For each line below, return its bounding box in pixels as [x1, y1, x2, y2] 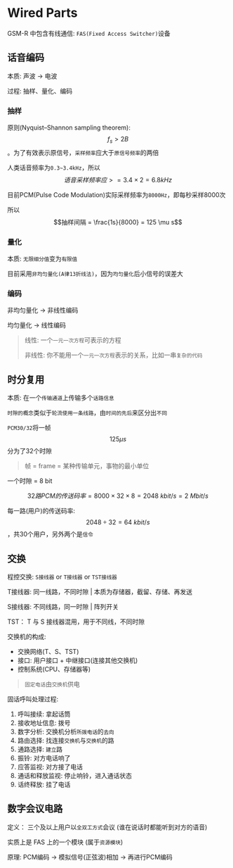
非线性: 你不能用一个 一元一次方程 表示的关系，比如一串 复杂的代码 [24, 351, 203, 360]
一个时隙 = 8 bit [7, 477, 53, 485]
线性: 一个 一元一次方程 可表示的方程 [24, 336, 121, 344]
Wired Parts [7, 5, 79, 21]
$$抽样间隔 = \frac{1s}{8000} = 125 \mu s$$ [53, 218, 182, 226]
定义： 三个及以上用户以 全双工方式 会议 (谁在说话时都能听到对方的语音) [7, 822, 208, 831]
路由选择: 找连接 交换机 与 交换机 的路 [17, 736, 114, 745]
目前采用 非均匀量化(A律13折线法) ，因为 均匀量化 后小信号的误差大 [7, 270, 184, 278]
